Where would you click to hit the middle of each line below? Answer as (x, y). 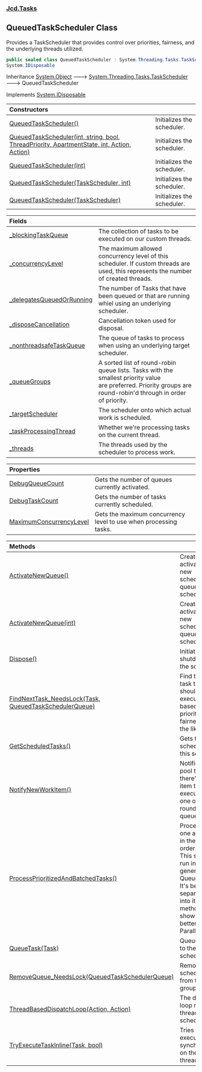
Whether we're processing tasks (144, 427)
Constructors (29, 109)
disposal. (111, 328)
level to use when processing (136, 522)
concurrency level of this (133, 256)
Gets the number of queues (133, 480)
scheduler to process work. (137, 452)
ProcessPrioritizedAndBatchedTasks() (63, 878)
